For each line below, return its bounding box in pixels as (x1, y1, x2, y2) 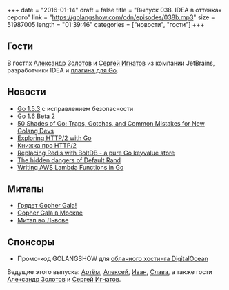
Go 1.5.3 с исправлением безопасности (17, 104, 134, 113)
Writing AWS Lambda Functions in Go (17, 163, 124, 171)
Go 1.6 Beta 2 (17, 112, 55, 120)
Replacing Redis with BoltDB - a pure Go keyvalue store (17, 148, 175, 157)
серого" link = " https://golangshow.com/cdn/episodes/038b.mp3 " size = (7, 13, 215, 21)
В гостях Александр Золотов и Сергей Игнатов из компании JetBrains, (7, 59, 215, 67)
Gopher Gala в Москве (17, 209, 83, 217)
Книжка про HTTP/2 (17, 141, 77, 149)
